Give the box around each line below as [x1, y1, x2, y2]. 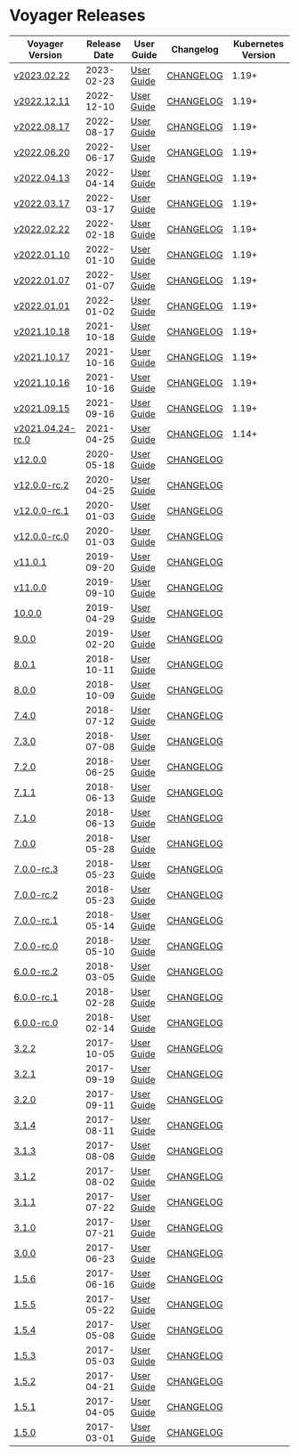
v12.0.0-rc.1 [13, 504, 69, 517]
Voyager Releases [9, 5, 146, 26]
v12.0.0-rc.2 [13, 478, 69, 491]
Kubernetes [232, 37, 285, 50]
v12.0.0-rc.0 [13, 530, 69, 542]
